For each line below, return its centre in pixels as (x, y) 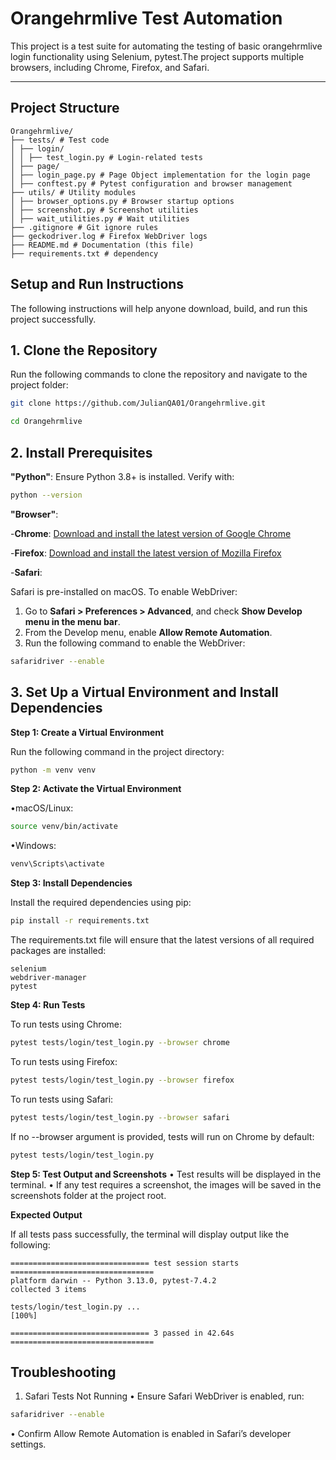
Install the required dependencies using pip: (101, 903)
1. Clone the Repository (84, 350)
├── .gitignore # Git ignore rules (84, 227)
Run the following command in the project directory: (117, 751)
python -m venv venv (53, 770)
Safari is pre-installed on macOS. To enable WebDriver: (124, 591)
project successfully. (53, 319)
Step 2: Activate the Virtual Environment (96, 789)
